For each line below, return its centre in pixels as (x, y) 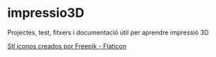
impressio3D (46, 13)
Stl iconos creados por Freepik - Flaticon (67, 46)
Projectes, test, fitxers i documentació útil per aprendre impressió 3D (108, 32)
